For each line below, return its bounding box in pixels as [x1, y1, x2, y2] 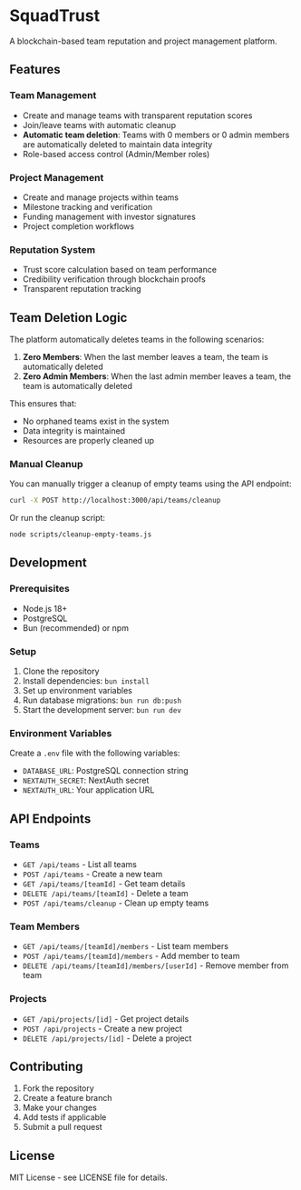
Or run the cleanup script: [9, 513, 106, 524]
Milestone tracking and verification [22, 201, 152, 212]
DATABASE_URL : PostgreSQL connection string [22, 765, 189, 776]
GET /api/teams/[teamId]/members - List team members [22, 941, 229, 952]
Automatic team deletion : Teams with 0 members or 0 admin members [22, 129, 290, 140]
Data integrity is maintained [22, 425, 125, 436]
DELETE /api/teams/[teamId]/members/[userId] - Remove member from [22, 960, 289, 971]
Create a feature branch [22, 1093, 112, 1104]
